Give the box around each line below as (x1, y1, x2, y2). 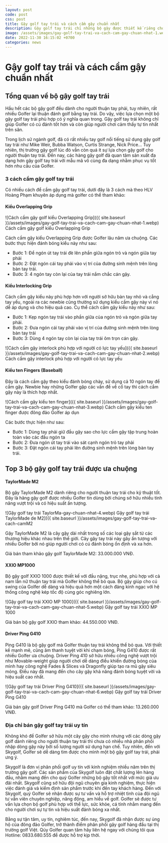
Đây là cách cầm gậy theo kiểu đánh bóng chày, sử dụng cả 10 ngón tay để (5, 378, 160, 384)
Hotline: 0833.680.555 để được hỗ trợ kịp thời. (5, 832, 100, 838)
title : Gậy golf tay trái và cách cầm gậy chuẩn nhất (5, 21, 120, 27)
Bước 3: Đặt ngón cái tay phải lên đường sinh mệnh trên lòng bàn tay (12, 445, 154, 451)
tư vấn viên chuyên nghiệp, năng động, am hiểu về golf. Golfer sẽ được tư (5, 795, 156, 801)
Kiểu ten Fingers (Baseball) (5, 367, 63, 373)
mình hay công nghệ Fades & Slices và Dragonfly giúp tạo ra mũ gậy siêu (5, 663, 156, 669)
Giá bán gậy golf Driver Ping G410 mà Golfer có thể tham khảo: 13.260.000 (5, 704, 159, 710)
